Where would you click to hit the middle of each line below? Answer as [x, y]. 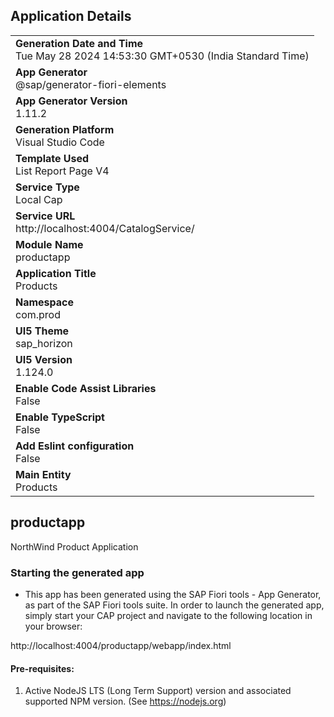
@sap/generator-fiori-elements [91, 84]
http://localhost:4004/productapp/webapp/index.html [121, 645]
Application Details [71, 16]
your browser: [53, 626]
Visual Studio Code [60, 142]
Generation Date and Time [79, 43]
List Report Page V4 [62, 171]
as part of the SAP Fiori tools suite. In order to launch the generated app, [174, 605]
